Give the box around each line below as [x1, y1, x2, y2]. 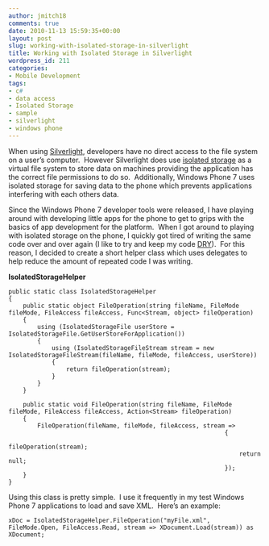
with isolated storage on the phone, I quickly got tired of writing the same [8, 231, 251, 240]
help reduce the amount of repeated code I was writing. [8, 256, 193, 266]
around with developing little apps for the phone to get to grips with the [8, 213, 245, 223]
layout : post [8, 34, 52, 43]
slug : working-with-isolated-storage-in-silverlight [8, 42, 189, 50]
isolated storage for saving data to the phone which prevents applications [8, 181, 252, 190]
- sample [8, 110, 38, 118]
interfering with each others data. [8, 189, 119, 198]
